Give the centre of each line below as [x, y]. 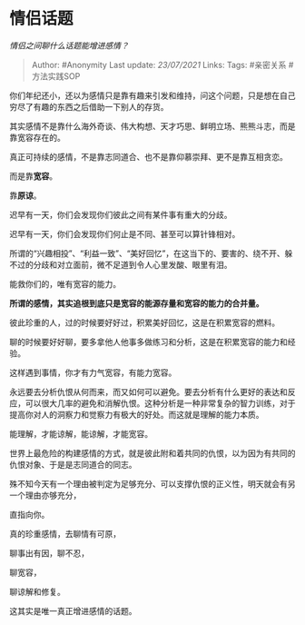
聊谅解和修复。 [37, 591]
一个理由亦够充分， [45, 495]
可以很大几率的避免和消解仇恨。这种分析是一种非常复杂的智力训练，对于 [160, 403]
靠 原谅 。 [25, 195]
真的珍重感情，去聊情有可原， [65, 533]
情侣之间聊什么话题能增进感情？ [69, 45]
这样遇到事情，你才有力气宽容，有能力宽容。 [93, 372]
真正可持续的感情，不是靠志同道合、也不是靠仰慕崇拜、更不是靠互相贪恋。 [148, 156]
